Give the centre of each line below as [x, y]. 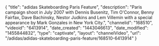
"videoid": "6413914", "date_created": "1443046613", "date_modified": [77, 28]
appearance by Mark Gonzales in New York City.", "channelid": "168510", [79, 23]
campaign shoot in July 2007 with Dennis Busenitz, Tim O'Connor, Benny [80, 12]
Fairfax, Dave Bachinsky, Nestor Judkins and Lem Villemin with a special [79, 17]
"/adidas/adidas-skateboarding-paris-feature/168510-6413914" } [71, 38]
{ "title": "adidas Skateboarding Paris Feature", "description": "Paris [74, 7]
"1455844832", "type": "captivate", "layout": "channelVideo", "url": [73, 33]
